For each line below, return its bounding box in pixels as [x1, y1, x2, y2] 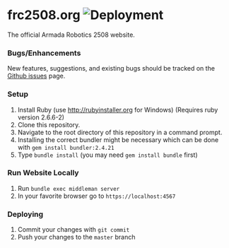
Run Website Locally [7, 168, 79, 178]
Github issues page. [7, 71, 66, 81]
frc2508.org [7, 7, 81, 23]
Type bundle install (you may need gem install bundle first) [17, 150, 198, 159]
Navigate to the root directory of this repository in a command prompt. [17, 128, 223, 136]
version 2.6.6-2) [17, 113, 65, 122]
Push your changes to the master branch [17, 233, 136, 242]
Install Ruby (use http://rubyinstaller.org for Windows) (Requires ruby [17, 105, 218, 114]
